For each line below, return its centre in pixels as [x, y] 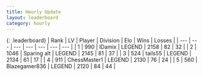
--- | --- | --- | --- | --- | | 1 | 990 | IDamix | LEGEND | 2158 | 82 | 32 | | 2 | [105, 47]
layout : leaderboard [33, 18]
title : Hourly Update [34, 12]
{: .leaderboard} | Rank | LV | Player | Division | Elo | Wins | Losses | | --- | [98, 41]
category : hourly [28, 23]
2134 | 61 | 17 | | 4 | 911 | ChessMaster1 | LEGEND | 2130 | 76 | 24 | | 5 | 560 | [102, 60]
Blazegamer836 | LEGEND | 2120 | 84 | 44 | [61, 66]
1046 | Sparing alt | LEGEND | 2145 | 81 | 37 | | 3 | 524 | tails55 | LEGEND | [99, 54]
